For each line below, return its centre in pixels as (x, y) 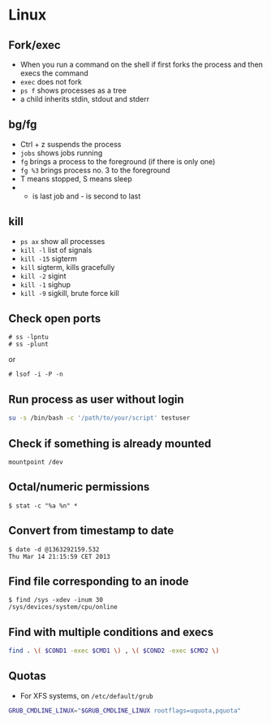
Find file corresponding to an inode (99, 581)
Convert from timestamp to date (91, 531)
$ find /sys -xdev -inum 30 (56, 600)
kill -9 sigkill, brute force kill (69, 293)
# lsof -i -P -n (36, 375)
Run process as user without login (96, 399)
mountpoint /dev (36, 462)
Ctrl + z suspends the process (71, 144)
